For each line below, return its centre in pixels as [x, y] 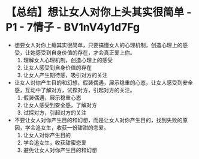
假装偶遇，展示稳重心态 [52, 97]
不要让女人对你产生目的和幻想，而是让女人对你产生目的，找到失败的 [98, 120]
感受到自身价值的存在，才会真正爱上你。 [85, 52]
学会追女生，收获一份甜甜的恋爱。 [67, 127]
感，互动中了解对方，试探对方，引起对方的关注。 [75, 90]
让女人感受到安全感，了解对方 [60, 105]
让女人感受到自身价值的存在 [58, 67]
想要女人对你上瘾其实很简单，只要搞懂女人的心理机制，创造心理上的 [98, 45]
